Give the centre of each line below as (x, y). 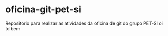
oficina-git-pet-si (43, 9)
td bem (13, 28)
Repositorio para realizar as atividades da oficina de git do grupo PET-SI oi (84, 23)
